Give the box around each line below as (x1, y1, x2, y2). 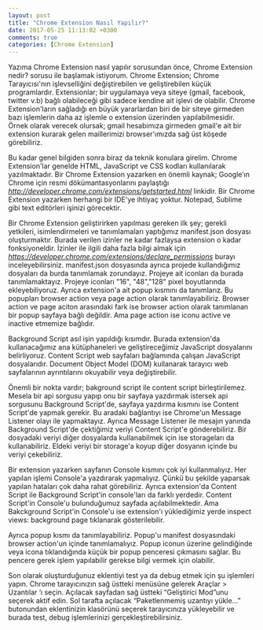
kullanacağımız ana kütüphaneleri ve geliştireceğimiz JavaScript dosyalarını (8, 343, 253, 352)
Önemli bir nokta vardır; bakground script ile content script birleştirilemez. (8, 383, 247, 392)
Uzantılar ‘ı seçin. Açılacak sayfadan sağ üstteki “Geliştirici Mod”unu (8, 587, 229, 597)
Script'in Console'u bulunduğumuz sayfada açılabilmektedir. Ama (8, 498, 219, 508)
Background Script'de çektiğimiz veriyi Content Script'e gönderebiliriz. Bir (8, 424, 247, 434)
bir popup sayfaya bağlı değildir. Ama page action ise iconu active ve (8, 310, 231, 320)
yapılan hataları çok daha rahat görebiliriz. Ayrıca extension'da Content (8, 482, 237, 491)
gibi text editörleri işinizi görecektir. (8, 203, 122, 213)
